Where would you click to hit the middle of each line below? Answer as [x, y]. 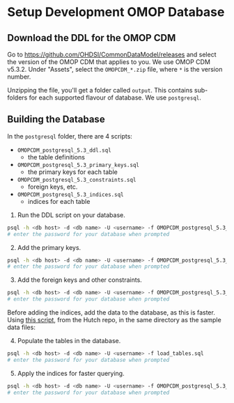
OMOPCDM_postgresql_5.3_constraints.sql [77, 180]
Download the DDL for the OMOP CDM [92, 38]
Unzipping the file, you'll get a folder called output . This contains [100, 90]
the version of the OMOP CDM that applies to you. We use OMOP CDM [109, 62]
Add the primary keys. [49, 247]
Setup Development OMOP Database [116, 12]
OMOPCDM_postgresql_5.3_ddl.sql [64, 150]
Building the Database [56, 119]
